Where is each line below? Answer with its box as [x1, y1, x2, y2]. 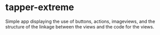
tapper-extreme [5, 2, 74, 13]
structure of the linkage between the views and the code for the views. [5, 23, 154, 29]
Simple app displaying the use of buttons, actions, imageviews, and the [5, 18, 155, 24]
